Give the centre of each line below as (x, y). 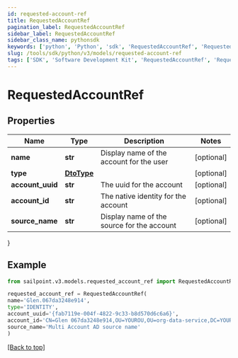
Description (144, 141)
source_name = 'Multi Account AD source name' (74, 327)
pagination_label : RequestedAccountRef (66, 27)
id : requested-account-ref (47, 14)
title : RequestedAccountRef (49, 21)
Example (27, 265)
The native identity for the (143, 196)
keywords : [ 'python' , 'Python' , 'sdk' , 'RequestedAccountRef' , (103, 47)
